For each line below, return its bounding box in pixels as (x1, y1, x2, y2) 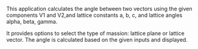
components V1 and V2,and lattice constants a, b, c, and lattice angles (6, 11, 183, 19)
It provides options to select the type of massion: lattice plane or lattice (6, 30, 185, 37)
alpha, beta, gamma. (6, 18, 58, 25)
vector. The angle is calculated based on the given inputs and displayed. (6, 36, 188, 43)
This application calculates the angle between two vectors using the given (6, 5, 193, 12)
